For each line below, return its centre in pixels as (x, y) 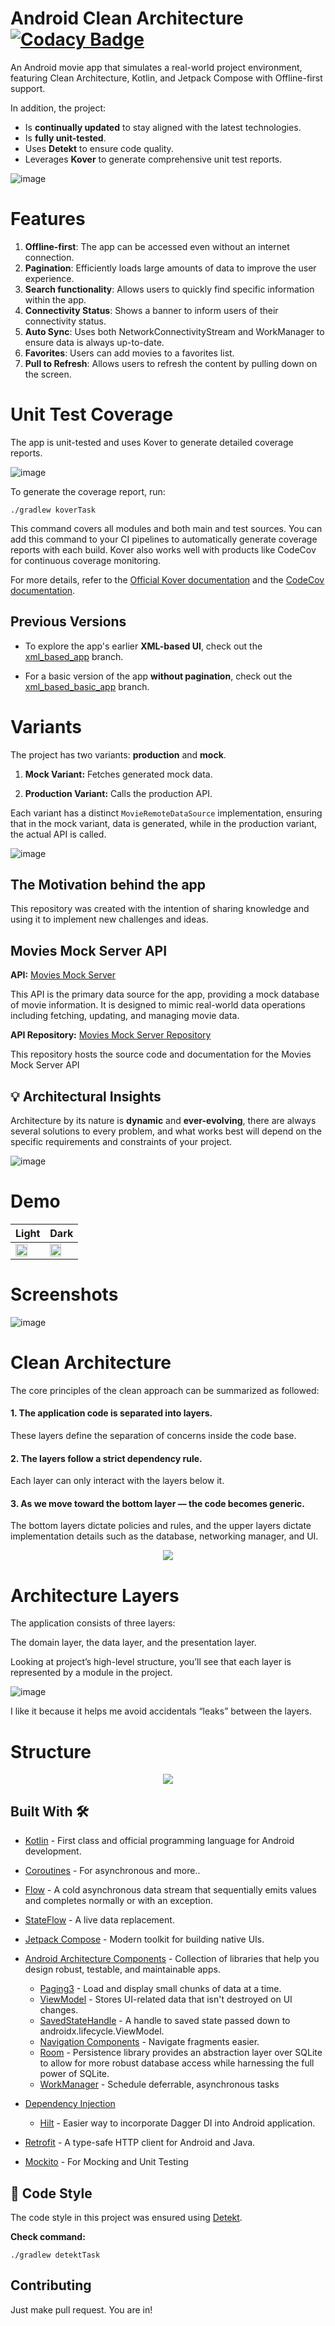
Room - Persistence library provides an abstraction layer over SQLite (181, 2053)
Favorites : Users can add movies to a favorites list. (129, 353)
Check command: (48, 2236)
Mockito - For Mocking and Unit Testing (106, 2162)
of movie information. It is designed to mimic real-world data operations (158, 1005)
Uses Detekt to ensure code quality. (99, 148)
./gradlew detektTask (55, 2255)
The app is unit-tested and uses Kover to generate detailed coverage (152, 442)
